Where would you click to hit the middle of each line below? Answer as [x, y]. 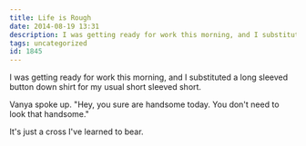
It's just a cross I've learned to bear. [76, 131]
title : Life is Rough [51, 18]
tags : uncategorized [49, 43]
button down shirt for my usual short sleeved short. [106, 87]
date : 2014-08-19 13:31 [55, 26]
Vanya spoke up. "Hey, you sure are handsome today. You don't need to [144, 104]
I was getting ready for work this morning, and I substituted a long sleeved [149, 77]
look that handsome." [49, 114]
